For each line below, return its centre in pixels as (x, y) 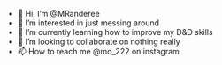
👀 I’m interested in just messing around (88, 23)
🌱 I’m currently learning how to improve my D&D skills (115, 32)
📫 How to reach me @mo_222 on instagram (98, 51)
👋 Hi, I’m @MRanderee (58, 14)
